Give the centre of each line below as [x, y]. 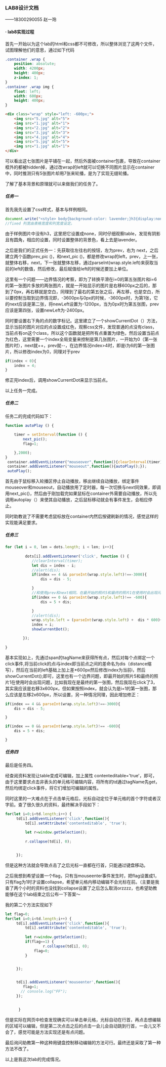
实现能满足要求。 [22, 523]
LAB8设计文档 [22, 7]
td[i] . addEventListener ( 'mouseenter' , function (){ [68, 982]
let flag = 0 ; [17, 914]
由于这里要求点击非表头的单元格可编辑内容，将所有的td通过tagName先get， [83, 782]
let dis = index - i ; [54, 565]
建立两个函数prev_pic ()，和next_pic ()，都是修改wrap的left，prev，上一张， [83, 256]
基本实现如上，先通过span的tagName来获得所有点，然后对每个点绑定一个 [80, 657]
